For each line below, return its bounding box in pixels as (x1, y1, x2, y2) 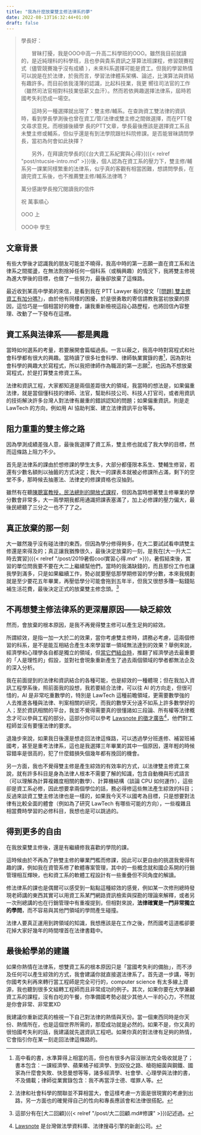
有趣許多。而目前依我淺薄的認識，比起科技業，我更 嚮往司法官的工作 (20, 80, 190, 87)
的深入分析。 (6, 664, 38, 671)
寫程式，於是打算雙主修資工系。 (6, 369, 85, 376)
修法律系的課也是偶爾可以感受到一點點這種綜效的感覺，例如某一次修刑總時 (6, 884, 190, 891)
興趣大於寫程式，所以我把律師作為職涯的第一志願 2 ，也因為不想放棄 (26, 361, 193, 369)
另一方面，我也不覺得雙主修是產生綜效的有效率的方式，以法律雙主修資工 (6, 762, 184, 770)
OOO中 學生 (20, 224, 51, 231)
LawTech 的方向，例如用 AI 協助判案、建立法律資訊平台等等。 (6, 405, 159, 412)
